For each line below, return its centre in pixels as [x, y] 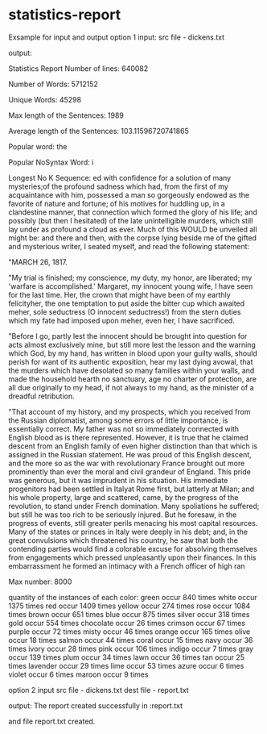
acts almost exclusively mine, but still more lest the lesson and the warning [132, 344]
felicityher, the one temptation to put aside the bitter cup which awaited [127, 303]
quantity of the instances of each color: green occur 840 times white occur [133, 597]
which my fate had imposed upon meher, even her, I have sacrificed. [121, 320]
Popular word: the [38, 146]
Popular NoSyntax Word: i [51, 162]
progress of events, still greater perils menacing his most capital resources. [133, 523]
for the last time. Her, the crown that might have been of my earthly [119, 294]
